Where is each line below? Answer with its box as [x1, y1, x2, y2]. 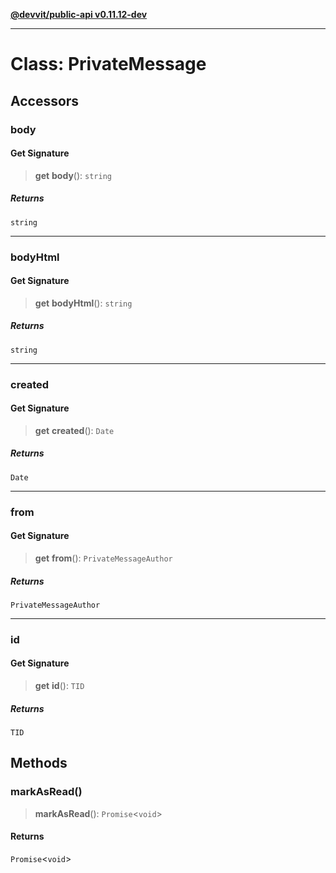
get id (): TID [34, 680, 85, 692]
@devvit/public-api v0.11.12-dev [10, 9, 148, 20]
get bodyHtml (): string [34, 297, 133, 309]
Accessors [10, 92, 80, 109]
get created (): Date [34, 424, 115, 436]
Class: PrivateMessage [10, 53, 207, 76]
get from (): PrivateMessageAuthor [34, 552, 173, 564]
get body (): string [34, 169, 112, 181]
